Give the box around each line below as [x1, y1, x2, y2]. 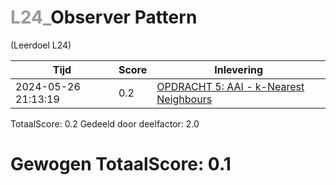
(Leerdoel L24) [10, 39, 72, 51]
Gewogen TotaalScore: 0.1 [10, 153, 232, 176]
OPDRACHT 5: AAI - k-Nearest [156, 79, 305, 93]
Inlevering [214, 62, 264, 76]
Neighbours [156, 92, 213, 106]
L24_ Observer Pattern [10, 6, 198, 29]
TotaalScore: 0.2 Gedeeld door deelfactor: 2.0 [10, 117, 200, 130]
